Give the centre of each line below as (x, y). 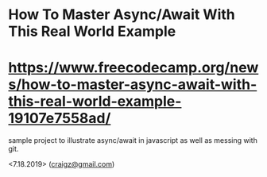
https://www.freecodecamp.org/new (133, 68)
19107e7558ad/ (60, 119)
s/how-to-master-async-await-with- (133, 85)
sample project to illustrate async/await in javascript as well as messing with (133, 140)
